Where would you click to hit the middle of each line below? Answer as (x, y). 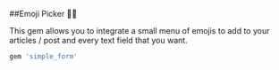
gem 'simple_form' (43, 57)
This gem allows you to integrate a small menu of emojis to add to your (139, 31)
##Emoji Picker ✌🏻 (43, 14)
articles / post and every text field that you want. (98, 40)
